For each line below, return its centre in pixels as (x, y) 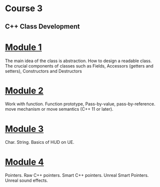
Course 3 (24, 8)
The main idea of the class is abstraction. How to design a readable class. (79, 61)
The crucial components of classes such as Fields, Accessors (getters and (79, 66)
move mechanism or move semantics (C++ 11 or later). (59, 109)
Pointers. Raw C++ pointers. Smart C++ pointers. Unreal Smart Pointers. (77, 175)
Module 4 (25, 162)
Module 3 (24, 129)
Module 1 (23, 47)
